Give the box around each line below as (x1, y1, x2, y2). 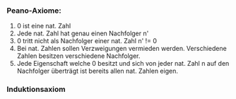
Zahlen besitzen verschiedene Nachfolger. (16, 52, 141, 60)
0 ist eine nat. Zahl (16, 22, 71, 30)
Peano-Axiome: (6, 6, 61, 16)
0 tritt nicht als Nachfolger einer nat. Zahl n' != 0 (16, 37, 157, 45)
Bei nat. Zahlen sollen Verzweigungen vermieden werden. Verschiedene (16, 45, 227, 53)
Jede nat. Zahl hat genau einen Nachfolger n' (16, 29, 149, 37)
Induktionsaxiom (6, 84, 66, 94)
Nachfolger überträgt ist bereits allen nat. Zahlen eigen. (16, 66, 178, 76)
